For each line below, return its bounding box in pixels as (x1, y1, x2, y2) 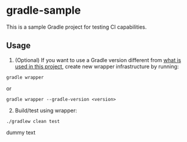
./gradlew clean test (6, 118, 60, 124)
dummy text (6, 129, 36, 136)
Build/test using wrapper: (14, 107, 78, 114)
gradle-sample (6, 4, 81, 17)
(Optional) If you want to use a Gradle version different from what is (14, 56, 181, 63)
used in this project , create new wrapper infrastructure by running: (14, 63, 179, 70)
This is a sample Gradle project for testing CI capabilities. (6, 23, 147, 30)
